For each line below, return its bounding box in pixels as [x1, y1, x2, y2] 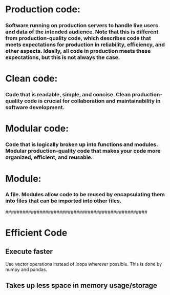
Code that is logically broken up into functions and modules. [5, 141, 158, 148]
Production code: [5, 4, 80, 15]
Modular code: [5, 123, 69, 134]
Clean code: [5, 73, 58, 85]
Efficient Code [5, 227, 68, 239]
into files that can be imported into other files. [5, 197, 122, 204]
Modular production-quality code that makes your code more [5, 147, 161, 155]
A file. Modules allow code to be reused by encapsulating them [5, 191, 165, 198]
